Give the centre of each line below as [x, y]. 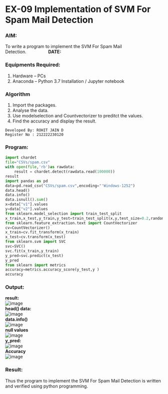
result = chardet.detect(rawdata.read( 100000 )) [64, 172]
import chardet [21, 158]
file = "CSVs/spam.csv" [28, 162]
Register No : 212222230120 [34, 135]
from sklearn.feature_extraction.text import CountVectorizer [71, 223]
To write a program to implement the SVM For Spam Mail [64, 47]
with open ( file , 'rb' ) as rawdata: [40, 167]
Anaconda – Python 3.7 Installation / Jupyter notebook [68, 81]
